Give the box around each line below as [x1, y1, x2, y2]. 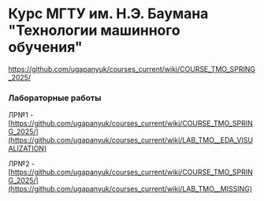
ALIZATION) [8, 143, 47, 154]
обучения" [8, 39, 83, 56]
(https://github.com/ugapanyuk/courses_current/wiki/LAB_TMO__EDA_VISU [8, 136, 254, 145]
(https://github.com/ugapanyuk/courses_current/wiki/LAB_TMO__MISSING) [8, 184, 253, 194]
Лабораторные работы [8, 92, 102, 103]
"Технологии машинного [8, 21, 180, 39]
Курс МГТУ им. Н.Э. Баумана [8, 5, 209, 23]
